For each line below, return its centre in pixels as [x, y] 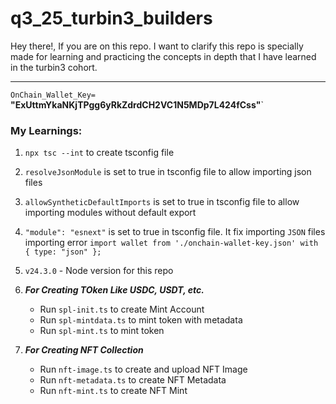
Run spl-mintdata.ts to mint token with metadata [141, 320]
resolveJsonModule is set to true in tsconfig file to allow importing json [168, 172]
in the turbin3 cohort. [54, 67]
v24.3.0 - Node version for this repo [99, 271]
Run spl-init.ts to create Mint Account [122, 309]
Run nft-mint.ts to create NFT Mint [113, 391]
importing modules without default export [110, 213]
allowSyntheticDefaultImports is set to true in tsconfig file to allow [162, 202]
